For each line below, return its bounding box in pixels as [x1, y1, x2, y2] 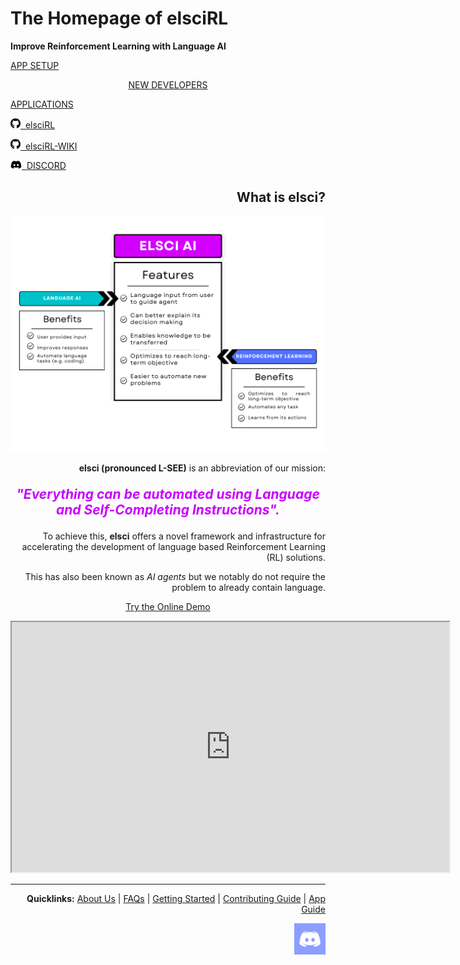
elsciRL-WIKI [24, 140, 78, 152]
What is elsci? [236, 188, 326, 206]
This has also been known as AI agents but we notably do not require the [24, 571, 326, 583]
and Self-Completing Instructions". [55, 502, 281, 519]
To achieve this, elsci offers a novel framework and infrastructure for [42, 530, 326, 542]
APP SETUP [10, 59, 60, 71]
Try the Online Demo [125, 601, 211, 613]
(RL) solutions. [266, 552, 326, 564]
